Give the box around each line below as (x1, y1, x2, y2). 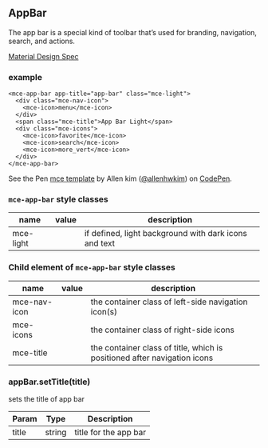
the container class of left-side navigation (90, 296, 248, 307)
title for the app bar (74, 427, 147, 438)
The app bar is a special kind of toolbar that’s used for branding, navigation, (8, 27, 258, 37)
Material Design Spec (8, 51, 79, 61)
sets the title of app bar (8, 394, 85, 403)
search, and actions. (8, 36, 76, 46)
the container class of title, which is (90, 342, 223, 353)
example (8, 71, 42, 82)
